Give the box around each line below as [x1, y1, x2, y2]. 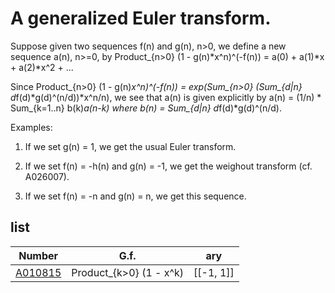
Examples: [10, 121, 53, 133]
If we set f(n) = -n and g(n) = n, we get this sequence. [24, 190, 247, 202]
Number [18, 248, 59, 262]
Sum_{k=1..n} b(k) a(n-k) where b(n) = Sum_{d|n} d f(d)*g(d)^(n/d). [10, 102, 282, 114]
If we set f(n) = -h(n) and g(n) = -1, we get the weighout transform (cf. [24, 160, 313, 172]
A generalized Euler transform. [10, 7, 272, 30]
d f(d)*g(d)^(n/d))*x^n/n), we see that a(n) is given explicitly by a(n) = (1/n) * [10, 91, 322, 103]
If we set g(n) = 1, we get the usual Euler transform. [24, 140, 237, 152]
